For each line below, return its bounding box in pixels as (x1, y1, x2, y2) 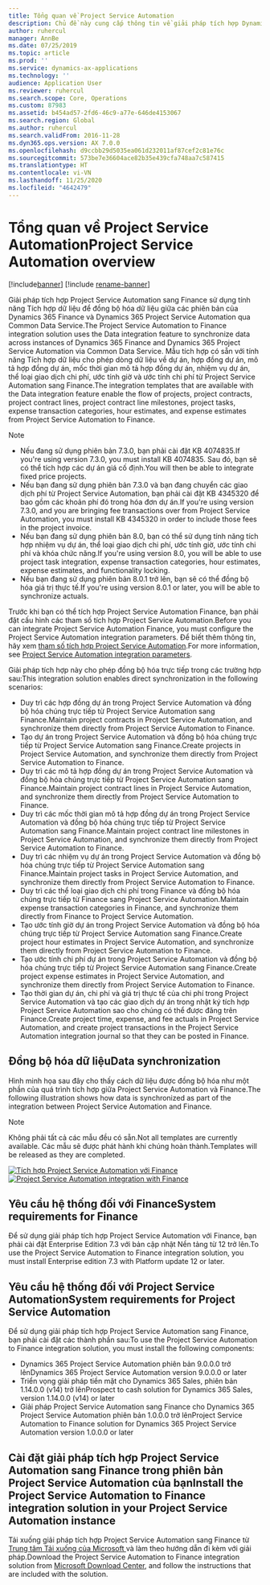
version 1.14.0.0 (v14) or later (19, 1394, 115, 1403)
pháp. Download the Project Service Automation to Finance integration (8, 1552, 240, 1562)
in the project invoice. (19, 522, 92, 532)
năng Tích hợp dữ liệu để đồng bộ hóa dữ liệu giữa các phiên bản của (8, 303, 239, 313)
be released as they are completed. (8, 1150, 126, 1159)
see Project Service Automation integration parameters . (8, 649, 193, 659)
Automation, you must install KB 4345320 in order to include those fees (19, 514, 257, 524)
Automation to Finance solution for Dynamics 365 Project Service (19, 1419, 237, 1429)
